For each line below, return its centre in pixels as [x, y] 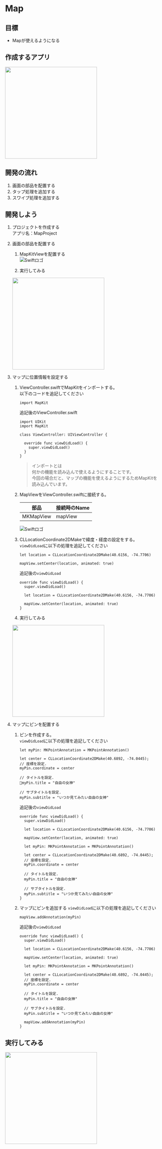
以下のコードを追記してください [52, 394]
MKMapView [36, 516]
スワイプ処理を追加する [36, 198]
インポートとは [47, 466]
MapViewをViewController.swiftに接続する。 [64, 494]
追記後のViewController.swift [48, 413]
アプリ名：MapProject [35, 234]
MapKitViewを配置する [42, 254]
